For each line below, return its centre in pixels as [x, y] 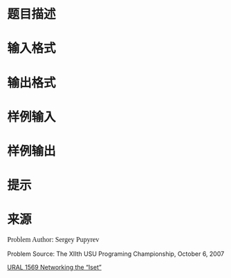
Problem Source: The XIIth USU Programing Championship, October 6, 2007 [116, 254]
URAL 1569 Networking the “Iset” [54, 268]
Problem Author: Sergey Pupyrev [53, 240]
